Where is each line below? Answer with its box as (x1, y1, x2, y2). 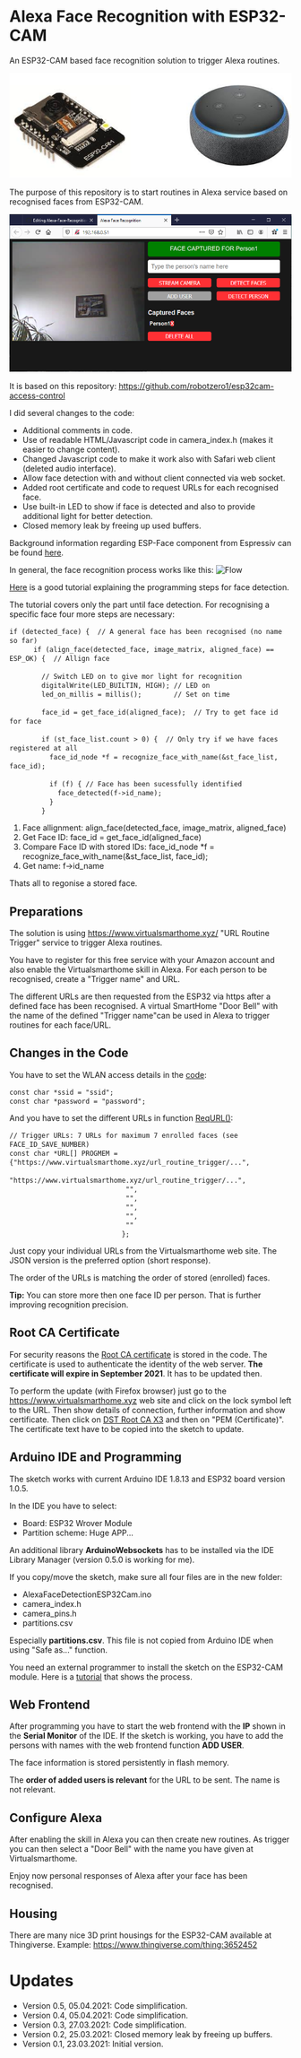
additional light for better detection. (21, 511, 153, 522)
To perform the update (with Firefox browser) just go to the (9, 1385, 227, 1396)
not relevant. (9, 1784, 56, 1795)
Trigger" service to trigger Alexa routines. (9, 937, 163, 948)
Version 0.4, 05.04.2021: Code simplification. (21, 2010, 188, 2020)
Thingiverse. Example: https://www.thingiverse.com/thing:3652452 (9, 1939, 258, 1949)
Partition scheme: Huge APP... (21, 1527, 134, 1538)
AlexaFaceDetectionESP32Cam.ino (21, 1589, 152, 1600)
